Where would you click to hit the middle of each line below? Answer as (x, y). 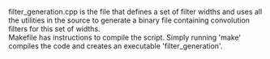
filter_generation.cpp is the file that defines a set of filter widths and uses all (135, 12)
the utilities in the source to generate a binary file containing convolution (129, 20)
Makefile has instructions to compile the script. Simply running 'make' (125, 37)
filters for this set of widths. (54, 29)
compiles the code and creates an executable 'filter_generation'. (116, 46)
